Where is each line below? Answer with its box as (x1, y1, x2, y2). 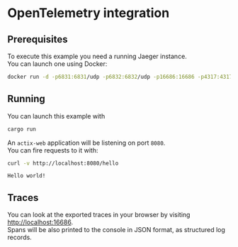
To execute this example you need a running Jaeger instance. (7, 52, 188, 60)
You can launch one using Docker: (7, 60, 108, 68)
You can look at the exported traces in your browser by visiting (7, 211, 191, 219)
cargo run (7, 126, 37, 133)
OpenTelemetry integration (7, 5, 170, 21)
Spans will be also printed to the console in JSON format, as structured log (7, 226, 225, 234)
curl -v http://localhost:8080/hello (7, 160, 119, 167)
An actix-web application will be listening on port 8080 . (7, 138, 166, 147)
